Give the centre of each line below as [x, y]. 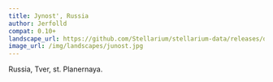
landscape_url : [34, 39]
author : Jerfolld [38, 24]
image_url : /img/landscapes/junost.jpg [76, 46]
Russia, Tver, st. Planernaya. [56, 69]
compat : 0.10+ [32, 31]
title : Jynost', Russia [49, 16]
